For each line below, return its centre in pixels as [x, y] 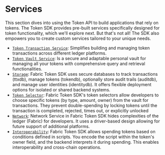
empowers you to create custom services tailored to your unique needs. [78, 38]
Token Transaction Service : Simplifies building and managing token [81, 48]
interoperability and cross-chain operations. [57, 147]
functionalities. [27, 69]
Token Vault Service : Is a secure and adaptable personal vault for [79, 58]
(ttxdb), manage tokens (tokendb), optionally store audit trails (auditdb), [85, 79]
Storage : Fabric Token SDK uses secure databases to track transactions [85, 74]
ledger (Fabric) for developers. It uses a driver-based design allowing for [86, 121]
